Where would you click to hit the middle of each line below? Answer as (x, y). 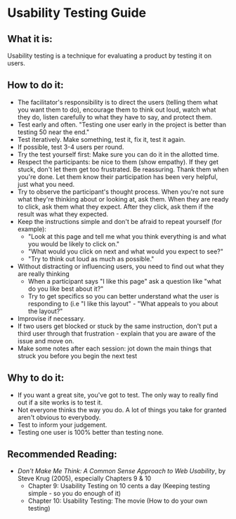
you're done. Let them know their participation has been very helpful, (118, 176)
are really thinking (44, 274)
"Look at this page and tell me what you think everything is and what (127, 236)
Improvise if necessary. (51, 318)
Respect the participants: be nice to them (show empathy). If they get (118, 162)
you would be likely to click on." (74, 244)
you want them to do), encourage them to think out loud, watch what (117, 110)
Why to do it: (36, 378)
